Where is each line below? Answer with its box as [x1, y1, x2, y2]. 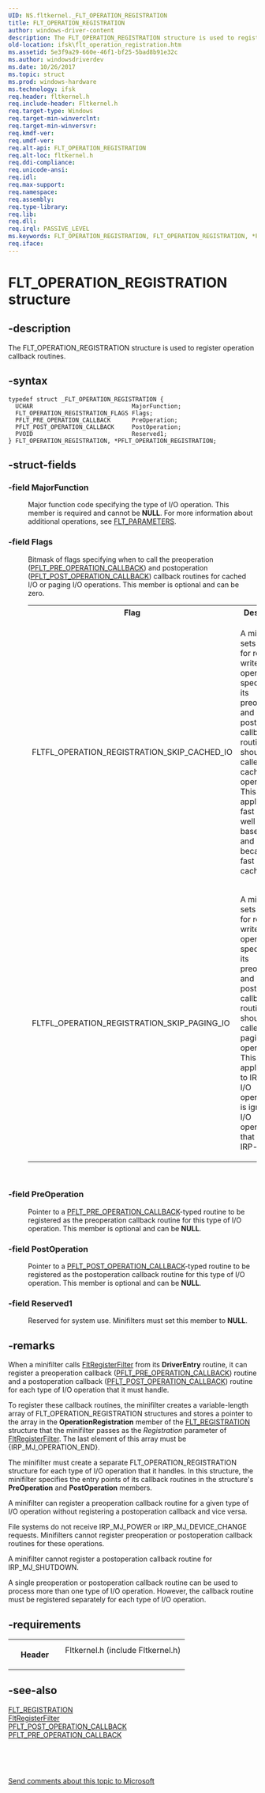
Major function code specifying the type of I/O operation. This [28, 500, 230, 510]
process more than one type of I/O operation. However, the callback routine [8, 1586, 254, 1596]
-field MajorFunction [8, 482, 89, 493]
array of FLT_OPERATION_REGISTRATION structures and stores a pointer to [8, 1409, 253, 1419]
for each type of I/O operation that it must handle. [8, 1385, 170, 1395]
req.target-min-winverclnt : [8, 115, 101, 123]
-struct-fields [8, 458, 77, 472]
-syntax [8, 374, 48, 388]
